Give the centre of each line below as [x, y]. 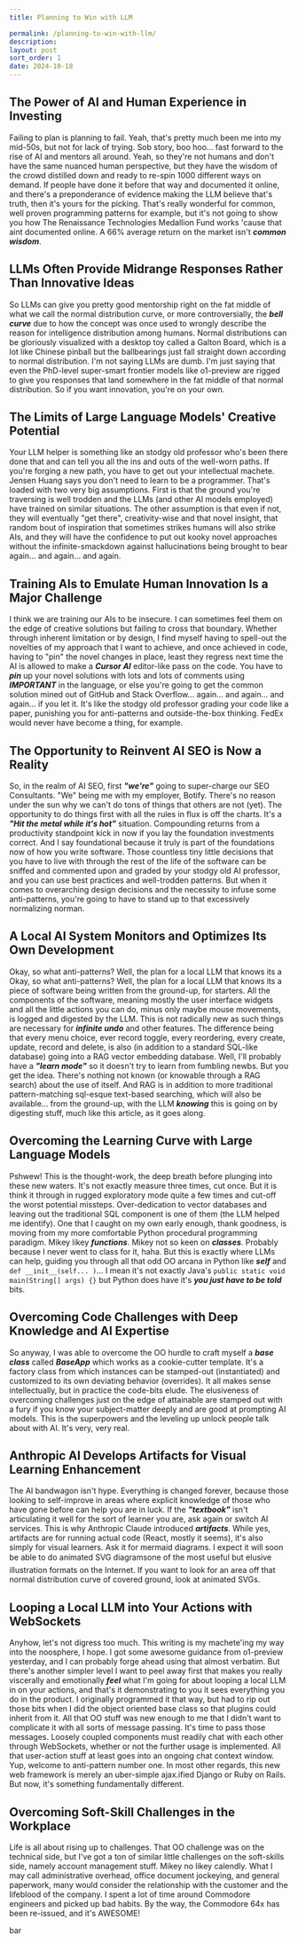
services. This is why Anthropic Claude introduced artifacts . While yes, [140, 1529]
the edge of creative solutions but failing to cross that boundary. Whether [143, 629]
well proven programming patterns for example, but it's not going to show [144, 213]
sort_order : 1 [35, 59]
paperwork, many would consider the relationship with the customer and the [149, 1884]
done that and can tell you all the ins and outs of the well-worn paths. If [139, 461]
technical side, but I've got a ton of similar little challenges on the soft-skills [147, 1856]
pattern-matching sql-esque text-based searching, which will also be [135, 1094]
